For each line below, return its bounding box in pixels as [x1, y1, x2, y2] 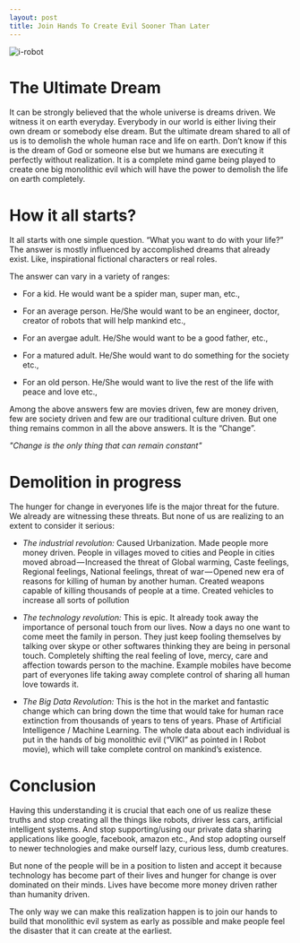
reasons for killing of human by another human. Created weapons [21, 575, 265, 587]
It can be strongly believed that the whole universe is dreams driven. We [9, 107, 276, 117]
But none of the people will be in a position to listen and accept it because [9, 861, 282, 871]
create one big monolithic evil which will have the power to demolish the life [9, 164, 288, 175]
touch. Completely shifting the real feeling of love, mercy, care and [21, 651, 269, 662]
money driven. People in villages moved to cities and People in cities [21, 548, 275, 558]
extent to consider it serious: [9, 521, 115, 532]
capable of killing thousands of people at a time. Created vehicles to [21, 585, 274, 596]
